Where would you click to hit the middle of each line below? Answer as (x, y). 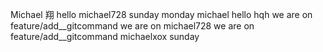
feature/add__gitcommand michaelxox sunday (105, 36)
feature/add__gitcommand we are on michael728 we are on (132, 26)
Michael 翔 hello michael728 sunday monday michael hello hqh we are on (161, 14)
